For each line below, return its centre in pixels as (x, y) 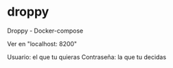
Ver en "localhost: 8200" (42, 44)
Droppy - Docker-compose (45, 31)
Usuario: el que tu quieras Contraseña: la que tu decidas (87, 57)
